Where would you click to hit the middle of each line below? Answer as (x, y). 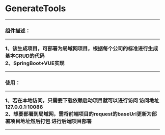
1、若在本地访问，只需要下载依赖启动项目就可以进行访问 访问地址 (82, 100)
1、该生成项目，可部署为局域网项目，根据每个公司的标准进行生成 (82, 48)
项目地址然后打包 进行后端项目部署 (51, 121)
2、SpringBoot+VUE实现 (35, 63)
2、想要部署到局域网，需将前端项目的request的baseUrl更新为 (79, 114)
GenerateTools (36, 9)
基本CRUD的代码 (25, 56)
